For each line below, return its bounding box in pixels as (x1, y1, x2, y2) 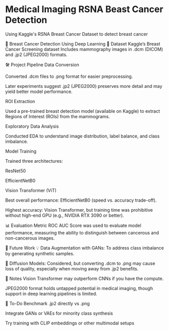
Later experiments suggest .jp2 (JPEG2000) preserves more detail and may (5, 83, 162, 89)
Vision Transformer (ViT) (5, 187, 57, 193)
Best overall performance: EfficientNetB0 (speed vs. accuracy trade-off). (5, 197, 157, 203)
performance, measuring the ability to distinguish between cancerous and (5, 229, 159, 235)
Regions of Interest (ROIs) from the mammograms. (5, 113, 110, 119)
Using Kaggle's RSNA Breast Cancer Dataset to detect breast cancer (5, 31, 148, 37)
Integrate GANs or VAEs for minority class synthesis (5, 310, 114, 316)
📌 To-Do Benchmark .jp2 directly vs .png (5, 300, 90, 306)
